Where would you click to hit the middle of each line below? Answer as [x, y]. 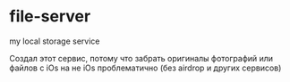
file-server [50, 16]
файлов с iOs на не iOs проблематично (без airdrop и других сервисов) [145, 68]
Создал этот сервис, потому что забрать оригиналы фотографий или [141, 58]
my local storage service [55, 41]
